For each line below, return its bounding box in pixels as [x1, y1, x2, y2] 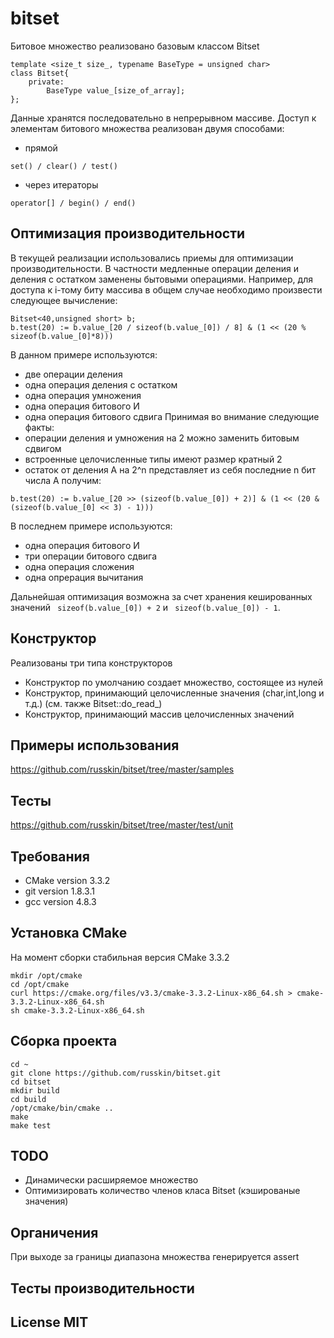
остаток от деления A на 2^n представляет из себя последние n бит [24, 463, 317, 476]
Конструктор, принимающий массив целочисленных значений [24, 708, 295, 720]
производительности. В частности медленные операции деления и [10, 262, 299, 274]
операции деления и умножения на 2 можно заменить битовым [24, 432, 300, 444]
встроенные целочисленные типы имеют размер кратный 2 [24, 453, 283, 465]
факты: [24, 421, 55, 433]
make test [10, 1120, 52, 1131]
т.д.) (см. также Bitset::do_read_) [24, 697, 163, 709]
